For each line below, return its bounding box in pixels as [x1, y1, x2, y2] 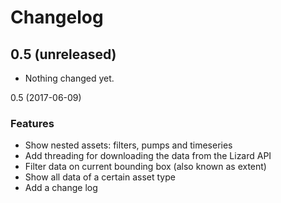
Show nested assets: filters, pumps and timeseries [24, 139, 233, 151]
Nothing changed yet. [24, 72, 115, 84]
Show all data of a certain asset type [24, 171, 176, 183]
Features [10, 116, 55, 130]
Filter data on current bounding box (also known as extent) [24, 161, 267, 173]
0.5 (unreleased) [10, 46, 117, 63]
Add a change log [24, 182, 98, 194]
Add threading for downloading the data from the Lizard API [24, 150, 272, 162]
